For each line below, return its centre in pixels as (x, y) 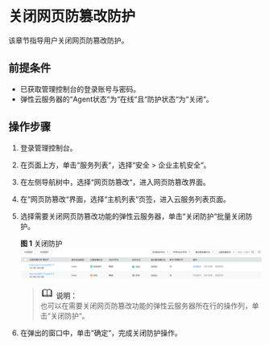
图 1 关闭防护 (41, 243)
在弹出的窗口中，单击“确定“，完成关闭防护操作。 (101, 333)
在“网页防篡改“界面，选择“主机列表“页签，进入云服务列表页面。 (125, 199)
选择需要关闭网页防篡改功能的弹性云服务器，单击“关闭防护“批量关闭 (132, 216)
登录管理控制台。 (48, 148)
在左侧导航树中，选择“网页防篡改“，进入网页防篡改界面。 (115, 182)
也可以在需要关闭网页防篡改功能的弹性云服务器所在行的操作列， (146, 306)
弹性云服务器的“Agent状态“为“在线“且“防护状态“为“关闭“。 (116, 99)
